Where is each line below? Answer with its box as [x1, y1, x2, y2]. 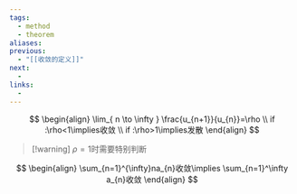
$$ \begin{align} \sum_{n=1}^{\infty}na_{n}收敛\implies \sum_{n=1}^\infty [15, 162, 289, 173]
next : [9, 64, 30, 73]
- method [17, 22, 51, 31]
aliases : [9, 38, 43, 48]
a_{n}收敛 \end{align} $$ [106, 173, 198, 185]
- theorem [17, 30, 54, 39]
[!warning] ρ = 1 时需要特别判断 [31, 143, 148, 154]
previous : [9, 47, 47, 56]
